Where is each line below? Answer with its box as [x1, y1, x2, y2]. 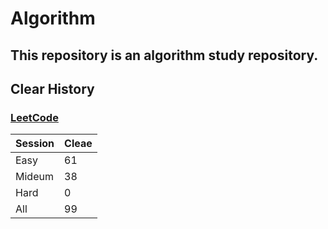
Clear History [10, 80, 95, 97]
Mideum [15, 170, 54, 184]
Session [15, 137, 55, 151]
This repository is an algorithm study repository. [10, 47, 319, 64]
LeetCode [10, 110, 59, 124]
